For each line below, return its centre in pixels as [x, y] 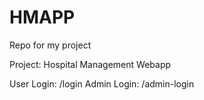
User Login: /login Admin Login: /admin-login [102, 83]
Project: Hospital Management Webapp [90, 64]
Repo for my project [50, 45]
